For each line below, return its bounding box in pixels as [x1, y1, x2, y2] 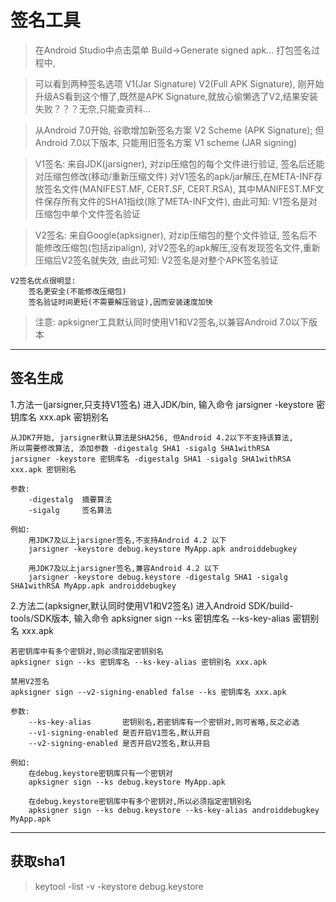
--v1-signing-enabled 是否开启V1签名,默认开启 [28, 727, 211, 738]
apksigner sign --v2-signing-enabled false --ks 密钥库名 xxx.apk [10, 687, 287, 697]
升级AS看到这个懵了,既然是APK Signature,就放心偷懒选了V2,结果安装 [34, 90, 318, 102]
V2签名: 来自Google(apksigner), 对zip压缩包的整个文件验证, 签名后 [34, 229, 309, 241]
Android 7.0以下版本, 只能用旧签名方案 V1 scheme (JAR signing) [34, 136, 298, 148]
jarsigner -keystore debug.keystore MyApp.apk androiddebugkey [28, 544, 298, 554]
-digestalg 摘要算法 [28, 494, 113, 505]
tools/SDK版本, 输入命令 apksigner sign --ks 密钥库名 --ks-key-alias [10, 612, 291, 624]
